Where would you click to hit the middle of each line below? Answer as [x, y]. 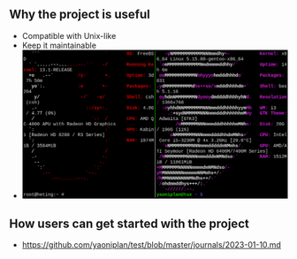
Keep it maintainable [59, 45]
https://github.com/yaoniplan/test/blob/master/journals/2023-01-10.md [151, 245]
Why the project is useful [80, 15]
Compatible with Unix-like [69, 35]
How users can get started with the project [129, 223]
